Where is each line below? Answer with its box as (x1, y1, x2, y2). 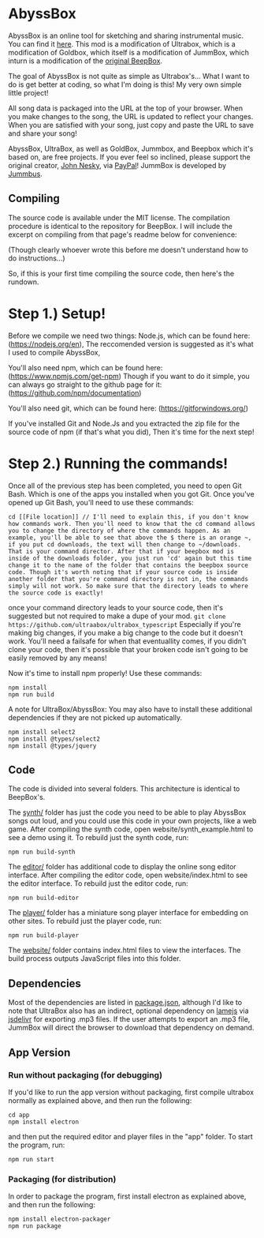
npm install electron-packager (8, 1215, 111, 1224)
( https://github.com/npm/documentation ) (8, 388, 142, 397)
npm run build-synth (8, 848, 76, 857)
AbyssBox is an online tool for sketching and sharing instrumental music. (8, 31, 244, 40)
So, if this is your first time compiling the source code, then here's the (8, 268, 235, 278)
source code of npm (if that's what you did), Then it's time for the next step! (8, 427, 255, 437)
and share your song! (8, 128, 77, 138)
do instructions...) (8, 253, 65, 263)
